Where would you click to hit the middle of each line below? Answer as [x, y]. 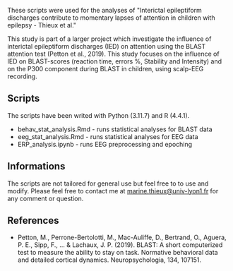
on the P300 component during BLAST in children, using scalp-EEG [106, 69]
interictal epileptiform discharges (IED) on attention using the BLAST [107, 46]
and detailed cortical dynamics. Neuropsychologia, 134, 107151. [109, 260]
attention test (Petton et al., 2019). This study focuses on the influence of [114, 54]
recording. [22, 76]
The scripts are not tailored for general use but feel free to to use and [108, 183]
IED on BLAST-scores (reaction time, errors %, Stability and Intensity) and [115, 61]
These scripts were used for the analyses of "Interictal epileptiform [105, 10]
